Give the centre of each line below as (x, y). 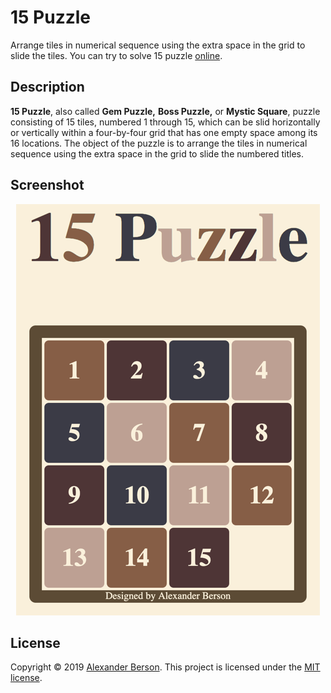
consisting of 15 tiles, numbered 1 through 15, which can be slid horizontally (165, 122)
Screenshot (47, 185)
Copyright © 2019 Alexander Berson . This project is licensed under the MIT (165, 667)
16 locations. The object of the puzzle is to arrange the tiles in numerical (159, 143)
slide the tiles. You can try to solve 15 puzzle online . (116, 55)
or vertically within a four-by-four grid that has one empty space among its (164, 132)
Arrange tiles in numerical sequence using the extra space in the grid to (158, 45)
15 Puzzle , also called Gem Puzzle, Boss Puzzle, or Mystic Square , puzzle (165, 111)
